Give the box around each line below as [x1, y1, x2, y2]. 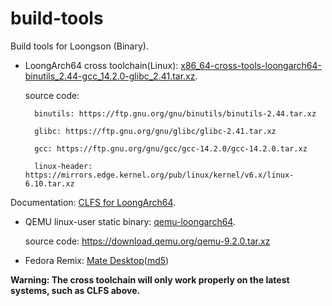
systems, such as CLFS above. [10, 284, 141, 296]
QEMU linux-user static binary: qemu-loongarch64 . [24, 215, 236, 227]
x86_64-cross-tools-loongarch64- [180, 59, 322, 71]
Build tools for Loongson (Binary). [10, 40, 149, 52]
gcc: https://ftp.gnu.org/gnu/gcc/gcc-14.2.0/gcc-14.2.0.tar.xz [34, 143, 308, 154]
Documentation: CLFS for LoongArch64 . [10, 196, 177, 208]
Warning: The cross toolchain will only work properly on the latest [10, 273, 290, 286]
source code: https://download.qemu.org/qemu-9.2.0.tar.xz [24, 235, 271, 247]
